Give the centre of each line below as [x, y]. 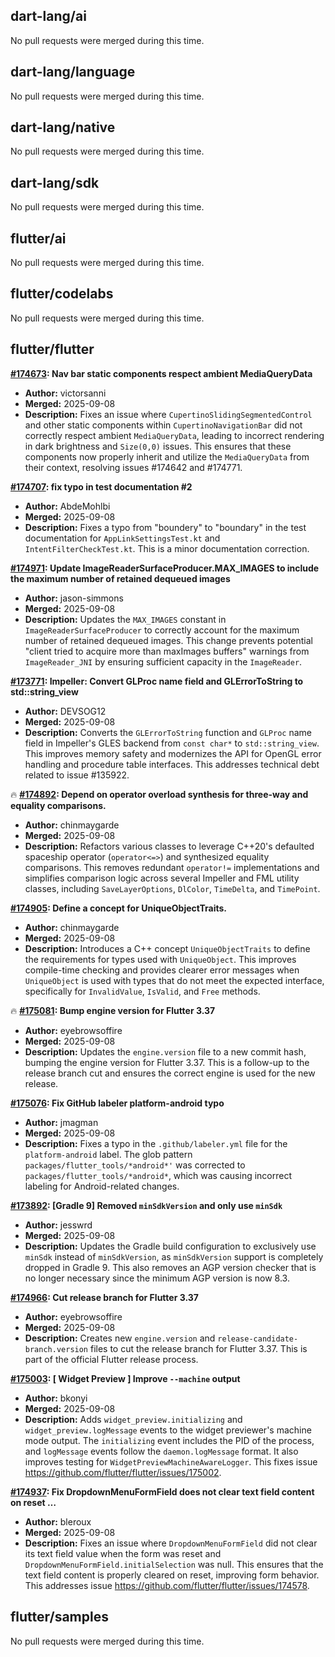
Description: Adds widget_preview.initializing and [133, 1419]
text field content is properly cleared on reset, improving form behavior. [172, 1575]
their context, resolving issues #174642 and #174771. [133, 467]
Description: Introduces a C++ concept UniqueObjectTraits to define [167, 948]
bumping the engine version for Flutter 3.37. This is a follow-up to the [167, 1062]
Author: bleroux [58, 1521]
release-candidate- [258, 1339]
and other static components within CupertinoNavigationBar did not [163, 425]
